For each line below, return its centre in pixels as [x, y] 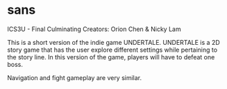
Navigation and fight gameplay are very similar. [75, 77]
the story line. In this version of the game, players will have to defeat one [111, 57]
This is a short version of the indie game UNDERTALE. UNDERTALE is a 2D [113, 42]
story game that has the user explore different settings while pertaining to [112, 50]
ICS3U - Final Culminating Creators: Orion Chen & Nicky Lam [94, 29]
